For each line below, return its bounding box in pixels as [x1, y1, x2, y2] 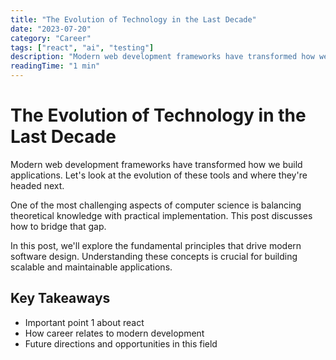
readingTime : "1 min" [10, 61, 101, 71]
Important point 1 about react [24, 316, 145, 328]
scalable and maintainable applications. [10, 261, 173, 273]
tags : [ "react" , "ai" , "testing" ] [10, 42, 155, 53]
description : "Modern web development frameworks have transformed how [10, 52, 315, 62]
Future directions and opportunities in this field [24, 337, 218, 350]
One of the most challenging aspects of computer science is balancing [10, 199, 302, 211]
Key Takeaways [10, 290, 111, 307]
